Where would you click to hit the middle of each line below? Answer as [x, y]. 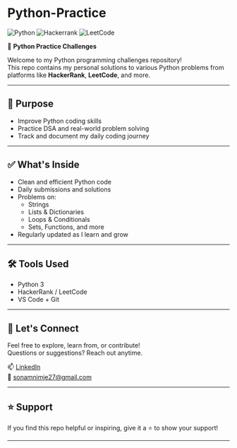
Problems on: [37, 196]
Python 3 [31, 285]
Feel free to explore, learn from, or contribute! [74, 346]
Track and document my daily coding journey [83, 136]
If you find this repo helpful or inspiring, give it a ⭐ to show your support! [113, 428]
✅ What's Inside [43, 165]
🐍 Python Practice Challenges [52, 46]
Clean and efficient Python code [64, 182]
